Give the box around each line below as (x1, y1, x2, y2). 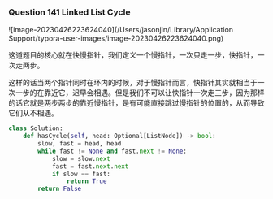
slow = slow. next (51, 154, 111, 162)
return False (37, 185, 82, 193)
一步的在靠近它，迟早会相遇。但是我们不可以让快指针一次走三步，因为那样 (15, 88, 265, 97)
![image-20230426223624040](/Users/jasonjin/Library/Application (8, 25, 234, 35)
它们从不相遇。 (8, 108, 58, 118)
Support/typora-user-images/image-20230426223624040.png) (8, 33, 224, 43)
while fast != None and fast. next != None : (37, 147, 187, 155)
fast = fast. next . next (51, 162, 129, 171)
